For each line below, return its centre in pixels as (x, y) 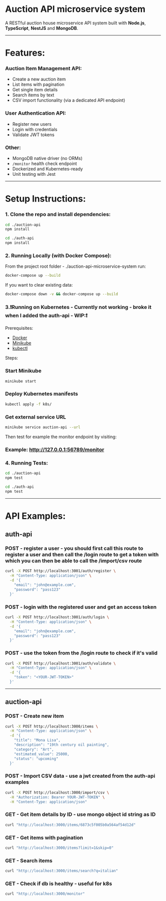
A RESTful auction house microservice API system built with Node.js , (75, 23)
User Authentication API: (36, 113)
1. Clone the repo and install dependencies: (58, 215)
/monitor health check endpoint (45, 164)
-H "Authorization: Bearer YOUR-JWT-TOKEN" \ (57, 797)
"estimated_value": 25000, (42, 754)
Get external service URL (36, 417)
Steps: (12, 358)
